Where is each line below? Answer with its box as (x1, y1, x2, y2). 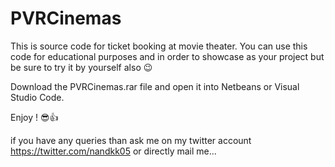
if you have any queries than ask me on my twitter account (10, 134, 252, 146)
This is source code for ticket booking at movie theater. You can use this (10, 40, 308, 52)
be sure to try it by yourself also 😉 (10, 61, 153, 73)
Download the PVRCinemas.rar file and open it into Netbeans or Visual (10, 80, 300, 92)
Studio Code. (10, 91, 65, 103)
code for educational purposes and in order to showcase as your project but (10, 50, 325, 62)
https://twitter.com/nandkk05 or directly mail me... (10, 145, 217, 157)
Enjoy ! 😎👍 (10, 111, 59, 123)
